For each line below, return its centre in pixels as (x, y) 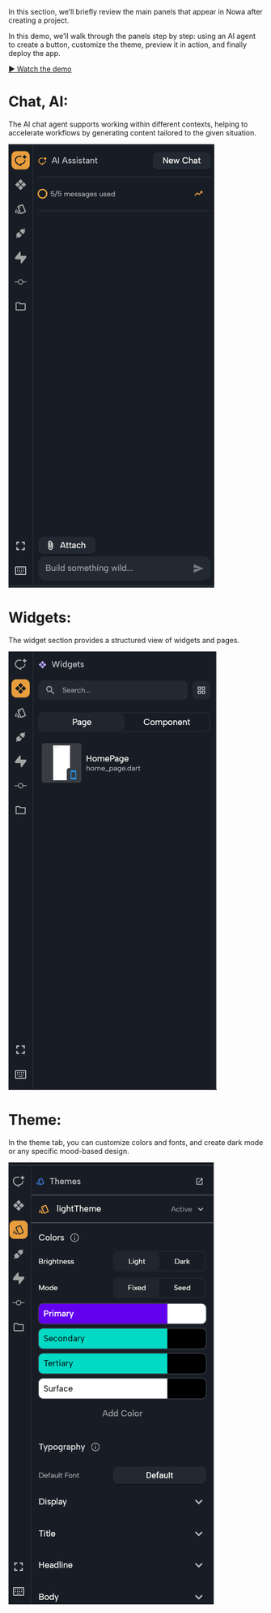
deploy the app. (34, 53)
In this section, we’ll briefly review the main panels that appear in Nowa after (135, 12)
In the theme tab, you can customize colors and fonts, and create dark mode (136, 1142)
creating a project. (39, 20)
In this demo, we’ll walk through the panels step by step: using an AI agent (132, 36)
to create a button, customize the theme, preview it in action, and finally (128, 45)
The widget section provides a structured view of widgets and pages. (124, 640)
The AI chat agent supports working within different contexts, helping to (128, 124)
